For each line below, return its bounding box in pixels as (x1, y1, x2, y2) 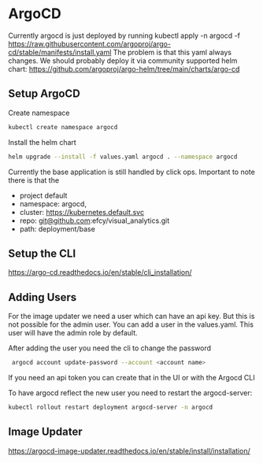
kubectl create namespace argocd (8, 123, 118, 131)
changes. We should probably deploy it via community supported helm (8, 56, 238, 65)
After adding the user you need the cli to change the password (8, 343, 211, 353)
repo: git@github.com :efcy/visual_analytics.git (19, 216, 170, 225)
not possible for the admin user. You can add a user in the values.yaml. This (8, 320, 254, 329)
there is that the (8, 175, 60, 185)
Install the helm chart (8, 137, 76, 146)
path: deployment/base (19, 224, 96, 233)
